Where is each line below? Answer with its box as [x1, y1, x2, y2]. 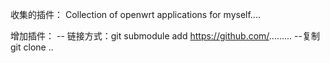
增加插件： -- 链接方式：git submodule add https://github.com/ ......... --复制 [10, 30, 320, 42]
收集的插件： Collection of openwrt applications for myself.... [10, 9, 261, 20]
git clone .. [10, 41, 54, 53]
